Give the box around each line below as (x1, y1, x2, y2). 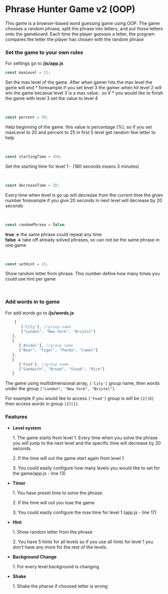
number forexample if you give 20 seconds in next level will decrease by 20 (5, 197, 162, 203)
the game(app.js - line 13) (12, 470, 66, 476)
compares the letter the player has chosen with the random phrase (5, 36, 144, 42)
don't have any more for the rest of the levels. (12, 544, 107, 550)
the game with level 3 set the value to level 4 (5, 95, 98, 101)
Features (5, 413, 28, 421)
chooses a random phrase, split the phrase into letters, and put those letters (5, 25, 163, 31)
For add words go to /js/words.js (5, 310, 74, 316)
